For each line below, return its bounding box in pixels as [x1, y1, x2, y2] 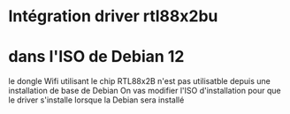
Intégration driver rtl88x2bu [8, 6, 218, 27]
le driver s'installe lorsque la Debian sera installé [8, 95, 185, 105]
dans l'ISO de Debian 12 [8, 47, 185, 67]
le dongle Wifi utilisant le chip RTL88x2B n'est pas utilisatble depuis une [8, 76, 271, 87]
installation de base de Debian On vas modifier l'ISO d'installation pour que [8, 86, 281, 96]
